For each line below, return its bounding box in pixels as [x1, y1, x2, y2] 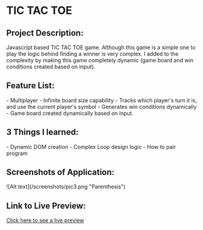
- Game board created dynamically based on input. [6, 110, 134, 117]
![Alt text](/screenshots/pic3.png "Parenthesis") [6, 183, 126, 191]
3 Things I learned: [6, 127, 79, 137]
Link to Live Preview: [6, 200, 86, 211]
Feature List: [6, 80, 55, 91]
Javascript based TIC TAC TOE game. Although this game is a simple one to [6, 44, 196, 51]
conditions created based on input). [6, 63, 96, 70]
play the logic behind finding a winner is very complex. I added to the [6, 50, 179, 57]
